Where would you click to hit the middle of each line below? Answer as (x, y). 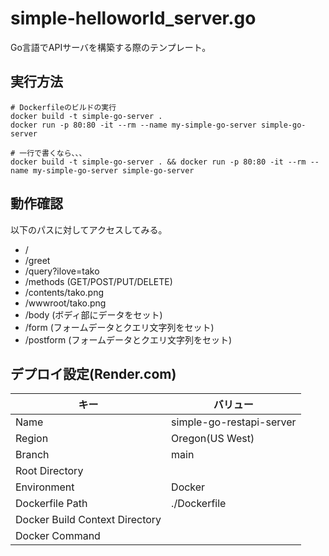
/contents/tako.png (64, 292)
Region (32, 439)
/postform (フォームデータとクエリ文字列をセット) (128, 339)
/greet (37, 260)
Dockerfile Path (51, 504)
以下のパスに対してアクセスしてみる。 (89, 229)
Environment (45, 487)
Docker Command (58, 536)
